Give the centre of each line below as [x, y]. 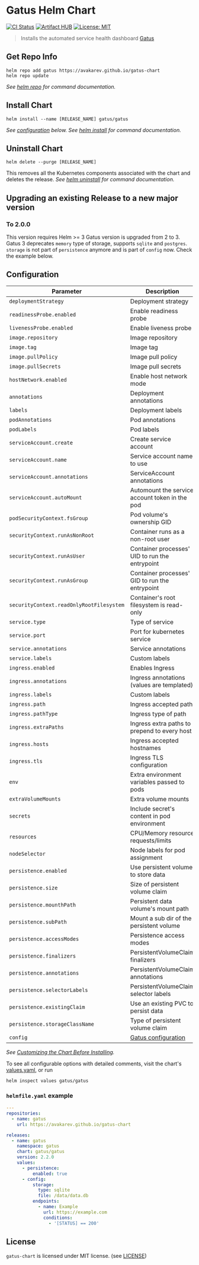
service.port [28, 635]
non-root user [150, 539]
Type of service [152, 622]
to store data [148, 875]
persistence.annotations [44, 973]
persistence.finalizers [43, 956]
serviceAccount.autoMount [46, 497]
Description [162, 291]
